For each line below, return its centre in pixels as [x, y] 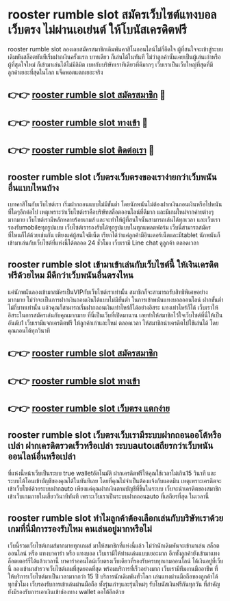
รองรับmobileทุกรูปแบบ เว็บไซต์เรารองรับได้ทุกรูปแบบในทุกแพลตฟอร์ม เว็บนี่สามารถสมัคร [110, 227]
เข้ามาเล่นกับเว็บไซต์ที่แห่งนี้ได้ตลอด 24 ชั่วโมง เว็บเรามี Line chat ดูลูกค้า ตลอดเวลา [103, 243]
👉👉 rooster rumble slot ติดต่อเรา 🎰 [81, 150]
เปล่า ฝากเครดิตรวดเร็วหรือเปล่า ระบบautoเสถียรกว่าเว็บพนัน [111, 446]
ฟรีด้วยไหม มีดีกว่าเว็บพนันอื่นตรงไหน [71, 275]
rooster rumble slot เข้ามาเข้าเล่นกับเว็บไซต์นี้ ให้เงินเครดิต [113, 265]
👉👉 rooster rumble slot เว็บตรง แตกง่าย [89, 408]
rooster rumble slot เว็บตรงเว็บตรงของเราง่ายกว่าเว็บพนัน [113, 177]
